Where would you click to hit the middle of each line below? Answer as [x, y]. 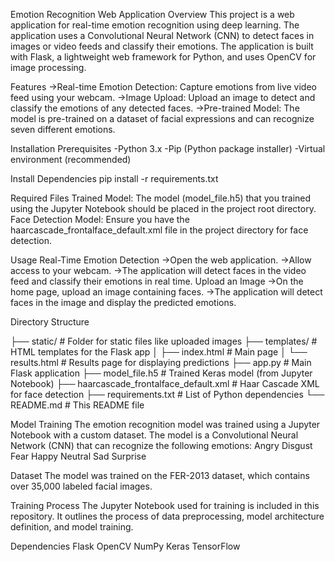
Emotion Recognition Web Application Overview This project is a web [152, 14]
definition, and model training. [72, 527]
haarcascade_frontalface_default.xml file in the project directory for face [159, 230]
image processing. [48, 67]
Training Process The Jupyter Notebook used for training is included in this [165, 505]
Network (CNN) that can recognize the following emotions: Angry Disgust [161, 445]
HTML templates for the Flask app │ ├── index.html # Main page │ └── [159, 352]
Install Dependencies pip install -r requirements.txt [114, 178]
